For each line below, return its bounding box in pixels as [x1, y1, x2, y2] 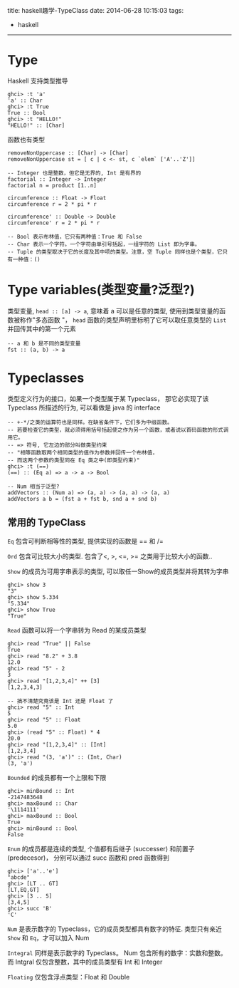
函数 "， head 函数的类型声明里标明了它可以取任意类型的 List [47, 316, 227, 324]
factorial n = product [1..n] [7, 182, 97, 189]
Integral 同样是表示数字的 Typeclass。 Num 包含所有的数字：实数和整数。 [7, 948, 227, 957]
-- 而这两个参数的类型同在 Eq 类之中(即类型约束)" [7, 457, 140, 464]
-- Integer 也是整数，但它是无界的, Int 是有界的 [7, 170, 142, 177]
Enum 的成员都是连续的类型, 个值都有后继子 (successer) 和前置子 [7, 844, 195, 853]
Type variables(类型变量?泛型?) [7, 282, 195, 298]
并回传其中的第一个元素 [7, 324, 76, 333]
